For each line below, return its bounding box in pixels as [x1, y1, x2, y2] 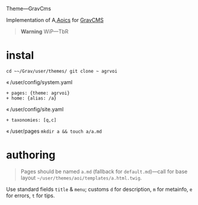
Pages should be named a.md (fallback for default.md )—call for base [20, 168, 188, 175]
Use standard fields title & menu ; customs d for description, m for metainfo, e [6, 185, 193, 193]
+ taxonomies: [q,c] [6, 117, 57, 123]
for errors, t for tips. [6, 192, 55, 199]
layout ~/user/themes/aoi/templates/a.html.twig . [20, 174, 142, 181]
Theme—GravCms [6, 5, 51, 12]
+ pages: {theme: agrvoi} [6, 90, 70, 96]
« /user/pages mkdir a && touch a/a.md [6, 127, 102, 134]
